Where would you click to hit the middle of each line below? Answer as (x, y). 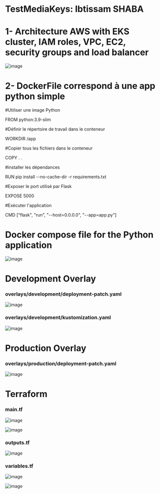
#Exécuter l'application (28, 206)
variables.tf (19, 466)
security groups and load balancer (77, 52)
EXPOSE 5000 (20, 196)
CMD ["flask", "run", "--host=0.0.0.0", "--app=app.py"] (61, 215)
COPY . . (14, 158)
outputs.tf (17, 442)
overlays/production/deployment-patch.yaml (61, 364)
